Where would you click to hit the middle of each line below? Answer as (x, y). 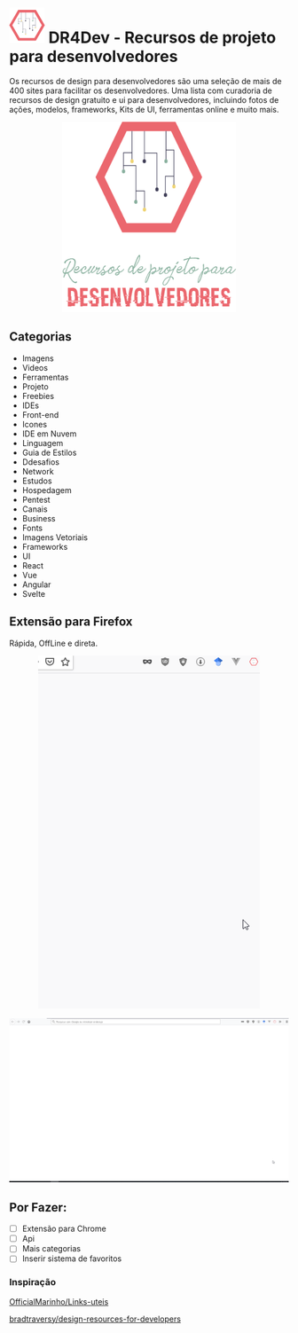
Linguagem (43, 443)
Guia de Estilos (49, 452)
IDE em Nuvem (49, 434)
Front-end (40, 414)
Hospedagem (47, 490)
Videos (35, 367)
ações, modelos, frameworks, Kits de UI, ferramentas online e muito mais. (144, 109)
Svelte (34, 593)
